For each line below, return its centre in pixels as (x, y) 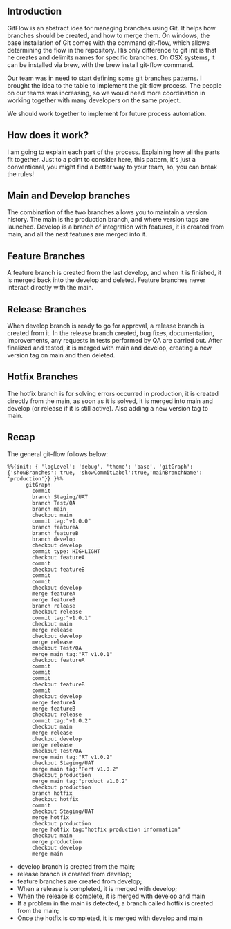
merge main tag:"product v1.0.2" (80, 781)
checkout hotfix (55, 799)
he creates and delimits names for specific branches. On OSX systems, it (111, 57)
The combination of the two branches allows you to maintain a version (107, 212)
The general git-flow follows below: (58, 454)
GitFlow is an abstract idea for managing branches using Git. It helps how (111, 28)
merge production (57, 842)
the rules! (21, 174)
